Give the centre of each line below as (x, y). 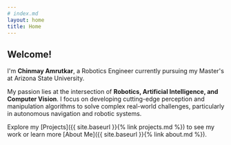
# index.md (23, 13)
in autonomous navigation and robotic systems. (74, 114)
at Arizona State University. (46, 78)
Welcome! (29, 54)
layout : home (26, 20)
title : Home (24, 26)
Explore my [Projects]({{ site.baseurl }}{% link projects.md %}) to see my (111, 127)
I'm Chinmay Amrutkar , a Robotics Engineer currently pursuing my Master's (115, 71)
